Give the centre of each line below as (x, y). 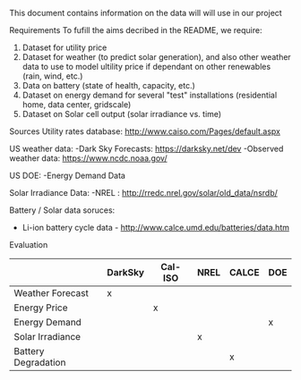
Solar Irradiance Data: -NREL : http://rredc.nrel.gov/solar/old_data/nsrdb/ (143, 193)
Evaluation (29, 245)
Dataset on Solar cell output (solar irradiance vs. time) (122, 114)
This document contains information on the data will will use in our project (146, 13)
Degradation (40, 363)
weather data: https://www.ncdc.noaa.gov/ (88, 158)
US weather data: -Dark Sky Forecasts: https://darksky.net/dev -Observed (146, 148)
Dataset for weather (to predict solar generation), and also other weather (156, 57)
